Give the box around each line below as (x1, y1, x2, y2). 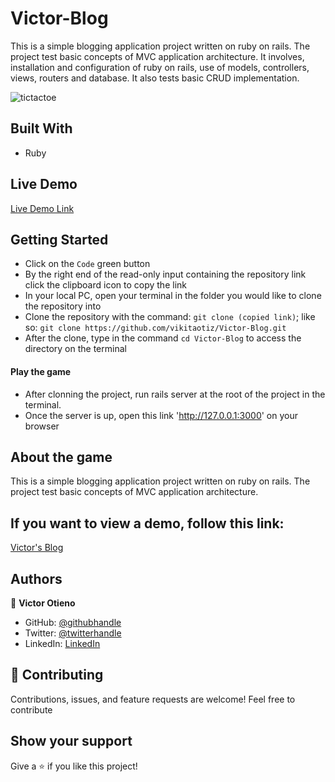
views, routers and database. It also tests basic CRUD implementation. (10, 72, 300, 84)
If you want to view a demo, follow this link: (10, 515, 285, 532)
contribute (10, 703, 53, 716)
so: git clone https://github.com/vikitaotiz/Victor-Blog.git (24, 322, 287, 334)
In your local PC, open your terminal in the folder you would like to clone (24, 290, 322, 302)
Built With (10, 120, 73, 137)
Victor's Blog (10, 542, 64, 554)
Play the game (10, 365, 72, 377)
